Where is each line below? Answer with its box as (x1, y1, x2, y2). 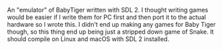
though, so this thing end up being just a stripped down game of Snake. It (7, 27, 214, 36)
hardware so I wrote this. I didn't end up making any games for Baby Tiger (7, 21, 216, 28)
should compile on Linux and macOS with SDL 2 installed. (7, 35, 170, 43)
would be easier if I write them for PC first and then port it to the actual (7, 13, 207, 21)
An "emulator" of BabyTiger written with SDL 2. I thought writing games (7, 6, 209, 14)
